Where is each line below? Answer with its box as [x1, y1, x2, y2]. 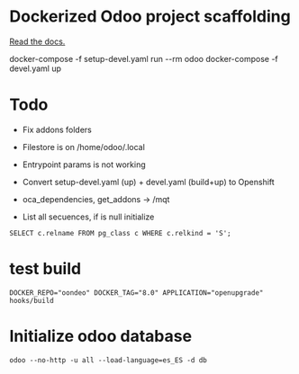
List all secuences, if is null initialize [22, 211, 155, 222]
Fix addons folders [22, 124, 92, 135]
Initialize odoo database [9, 326, 192, 346]
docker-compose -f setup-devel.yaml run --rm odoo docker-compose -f [9, 53, 279, 64]
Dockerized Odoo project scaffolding [9, 6, 291, 27]
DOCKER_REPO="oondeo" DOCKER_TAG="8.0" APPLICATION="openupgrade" [9, 288, 264, 298]
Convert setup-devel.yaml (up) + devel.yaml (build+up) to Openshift [22, 176, 275, 187]
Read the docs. [9, 36, 66, 47]
